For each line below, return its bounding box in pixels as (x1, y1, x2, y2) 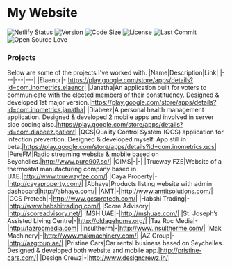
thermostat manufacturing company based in (7, 165, 137, 174)
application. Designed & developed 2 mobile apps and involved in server (7, 113, 214, 121)
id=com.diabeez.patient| (7, 128, 78, 137)
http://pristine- (160, 246, 202, 255)
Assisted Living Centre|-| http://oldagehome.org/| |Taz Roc (7, 217, 174, 225)
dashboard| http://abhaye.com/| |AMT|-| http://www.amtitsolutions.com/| (7, 187, 213, 196)
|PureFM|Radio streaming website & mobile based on (7, 150, 159, 158)
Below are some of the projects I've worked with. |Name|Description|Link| (7, 68, 219, 77)
